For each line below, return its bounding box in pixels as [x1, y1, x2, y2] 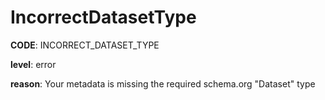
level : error [10, 58, 57, 70]
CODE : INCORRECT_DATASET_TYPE [10, 39, 160, 51]
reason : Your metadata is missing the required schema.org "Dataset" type [10, 77, 316, 90]
